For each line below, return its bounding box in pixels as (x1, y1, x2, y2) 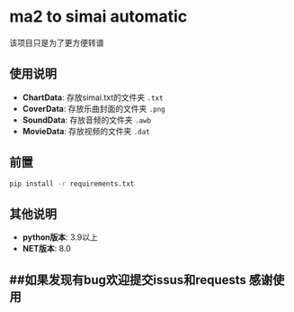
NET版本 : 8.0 (22, 243, 72, 254)
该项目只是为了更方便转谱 (9, 37, 104, 48)
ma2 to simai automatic (9, 6, 188, 27)
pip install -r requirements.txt (9, 179, 135, 188)
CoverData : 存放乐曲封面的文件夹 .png (22, 103, 166, 114)
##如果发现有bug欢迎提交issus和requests (9, 272, 247, 288)
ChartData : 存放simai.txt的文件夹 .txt (22, 92, 164, 103)
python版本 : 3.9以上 (22, 232, 99, 243)
